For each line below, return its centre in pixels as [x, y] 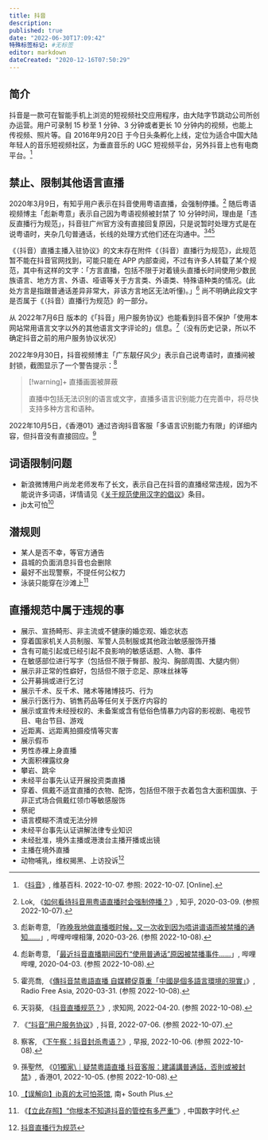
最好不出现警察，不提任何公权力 [73, 572]
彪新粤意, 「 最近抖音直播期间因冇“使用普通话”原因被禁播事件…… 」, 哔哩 [138, 954]
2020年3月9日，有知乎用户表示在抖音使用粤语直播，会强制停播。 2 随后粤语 [133, 203]
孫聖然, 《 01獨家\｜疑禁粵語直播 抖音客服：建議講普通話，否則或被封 [133, 1067]
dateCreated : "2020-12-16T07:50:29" [70, 61]
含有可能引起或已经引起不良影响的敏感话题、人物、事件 [111, 650]
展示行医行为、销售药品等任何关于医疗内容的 [94, 701]
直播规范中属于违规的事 [66, 610]
